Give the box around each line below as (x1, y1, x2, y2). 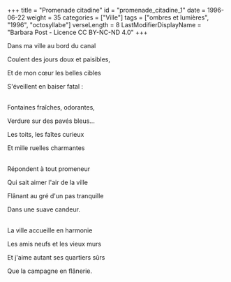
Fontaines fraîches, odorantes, (7, 103, 96, 111)
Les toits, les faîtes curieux (7, 131, 84, 138)
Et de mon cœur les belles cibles (7, 69, 101, 77)
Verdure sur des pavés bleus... (7, 117, 96, 125)
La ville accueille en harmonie (7, 226, 93, 235)
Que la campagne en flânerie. (7, 267, 93, 275)
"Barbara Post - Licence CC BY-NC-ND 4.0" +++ (7, 28, 148, 36)
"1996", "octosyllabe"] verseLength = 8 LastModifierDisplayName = (7, 21, 202, 29)
